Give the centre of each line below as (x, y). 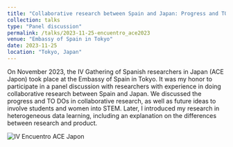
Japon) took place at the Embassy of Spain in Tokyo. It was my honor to (110, 79)
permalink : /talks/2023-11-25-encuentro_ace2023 (79, 33)
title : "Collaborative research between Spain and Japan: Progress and (113, 13)
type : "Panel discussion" (44, 26)
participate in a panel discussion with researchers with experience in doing (114, 86)
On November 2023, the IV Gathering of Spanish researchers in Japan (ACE (115, 71)
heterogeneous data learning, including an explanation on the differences (112, 115)
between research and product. (52, 123)
